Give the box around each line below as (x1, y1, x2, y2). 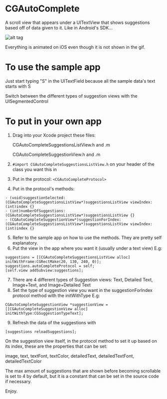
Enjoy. (5, 388, 18, 394)
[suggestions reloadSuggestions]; (5, 329, 77, 334)
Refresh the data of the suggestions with (12, 319, 96, 325)
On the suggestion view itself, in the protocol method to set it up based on (5, 338, 157, 344)
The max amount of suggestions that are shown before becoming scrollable (5, 368, 161, 374)
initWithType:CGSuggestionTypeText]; (5, 311, 84, 316)
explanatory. (12, 240, 38, 246)
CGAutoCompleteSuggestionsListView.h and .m (12, 141, 111, 147)
